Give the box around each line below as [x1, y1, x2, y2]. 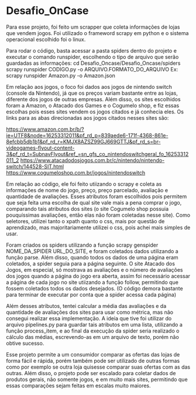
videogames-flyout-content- [6, 144, 75, 151]
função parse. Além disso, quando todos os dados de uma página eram [6, 254, 178, 261]
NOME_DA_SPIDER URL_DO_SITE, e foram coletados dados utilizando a [6, 247, 178, 255]
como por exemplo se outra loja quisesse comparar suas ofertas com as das [6, 363, 191, 370]
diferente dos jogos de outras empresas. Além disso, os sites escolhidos [6, 95, 181, 103]
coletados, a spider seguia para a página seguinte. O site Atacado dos [6, 260, 176, 267]
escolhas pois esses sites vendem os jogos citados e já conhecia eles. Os [6, 108, 184, 115]
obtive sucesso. [6, 339, 44, 347]
